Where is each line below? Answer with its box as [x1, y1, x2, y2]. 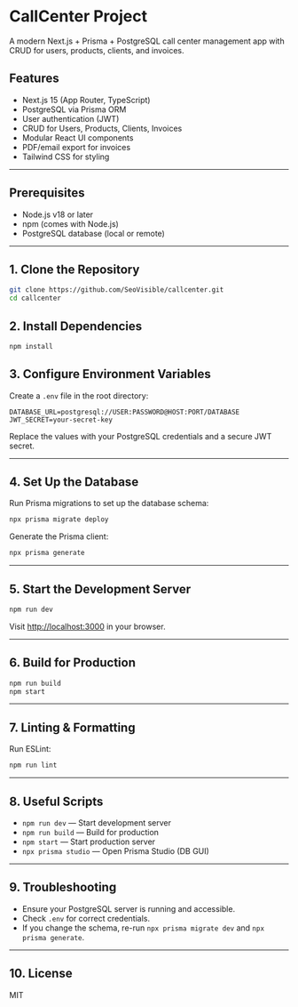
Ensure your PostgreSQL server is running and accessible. [21, 903, 236, 914]
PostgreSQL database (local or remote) [21, 228, 166, 238]
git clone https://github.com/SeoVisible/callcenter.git [9, 286, 224, 294]
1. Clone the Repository [9, 262, 140, 277]
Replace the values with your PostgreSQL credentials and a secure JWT [9, 431, 272, 441]
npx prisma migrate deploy [9, 515, 109, 524]
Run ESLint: [9, 744, 51, 754]
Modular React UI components [21, 132, 134, 143]
